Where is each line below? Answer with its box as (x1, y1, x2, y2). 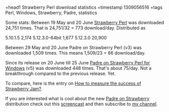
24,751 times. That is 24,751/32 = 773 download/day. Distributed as (5, 25, 146, 31)
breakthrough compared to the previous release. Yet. (5, 70, 116, 77)
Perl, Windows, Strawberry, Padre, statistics (5, 10, 97, 16)
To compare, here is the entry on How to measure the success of (5, 81, 141, 86)
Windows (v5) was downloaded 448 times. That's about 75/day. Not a (5, 65, 152, 71)
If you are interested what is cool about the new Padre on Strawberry (5, 96, 150, 101)
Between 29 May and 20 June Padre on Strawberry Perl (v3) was (5, 45, 142, 50)
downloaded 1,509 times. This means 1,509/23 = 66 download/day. (5, 50, 146, 56)
